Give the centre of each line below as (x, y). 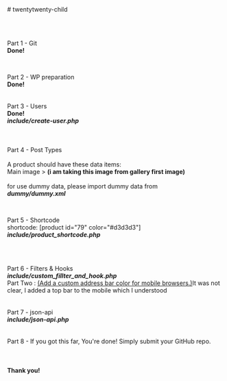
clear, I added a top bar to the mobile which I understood (87, 290)
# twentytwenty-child (37, 9)
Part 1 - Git (22, 43)
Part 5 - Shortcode (34, 220)
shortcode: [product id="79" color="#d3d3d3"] (74, 227)
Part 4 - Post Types (35, 150)
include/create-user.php (43, 121)
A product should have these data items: (64, 164)
